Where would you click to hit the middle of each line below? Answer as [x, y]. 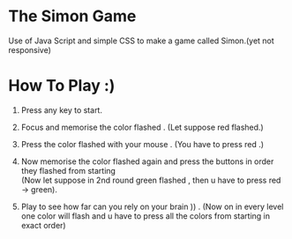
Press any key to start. [62, 110]
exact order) [44, 225]
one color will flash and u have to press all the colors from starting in [146, 216]
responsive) [30, 49]
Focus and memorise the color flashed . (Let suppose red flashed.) [142, 127]
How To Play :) [62, 86]
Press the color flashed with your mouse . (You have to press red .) [142, 144]
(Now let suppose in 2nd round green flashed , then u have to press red [151, 180]
